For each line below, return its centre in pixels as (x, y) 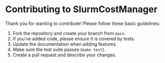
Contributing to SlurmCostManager (81, 9)
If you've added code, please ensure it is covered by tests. (74, 39)
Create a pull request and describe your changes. (64, 55)
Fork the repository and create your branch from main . (69, 33)
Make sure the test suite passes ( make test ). (59, 49)
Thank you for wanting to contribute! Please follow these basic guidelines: (83, 23)
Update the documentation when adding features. (65, 44)
